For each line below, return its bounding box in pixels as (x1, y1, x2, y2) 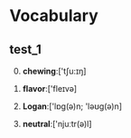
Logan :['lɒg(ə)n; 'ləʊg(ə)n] (22, 101, 122, 112)
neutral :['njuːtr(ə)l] (22, 119, 92, 129)
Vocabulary (9, 5, 98, 26)
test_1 (9, 42, 42, 57)
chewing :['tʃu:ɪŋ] (22, 65, 87, 76)
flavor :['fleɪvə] (22, 84, 78, 94)
